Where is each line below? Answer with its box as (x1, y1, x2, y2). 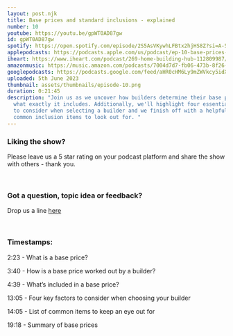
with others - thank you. (7, 159, 76, 168)
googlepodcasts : (7, 68, 54, 75)
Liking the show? (7, 136, 66, 146)
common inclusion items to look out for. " (13, 113, 141, 120)
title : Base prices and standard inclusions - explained (7, 17, 175, 24)
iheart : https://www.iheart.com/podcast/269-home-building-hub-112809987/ (7, 56, 228, 63)
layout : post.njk (7, 10, 58, 17)
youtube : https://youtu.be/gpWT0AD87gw (7, 29, 123, 37)
